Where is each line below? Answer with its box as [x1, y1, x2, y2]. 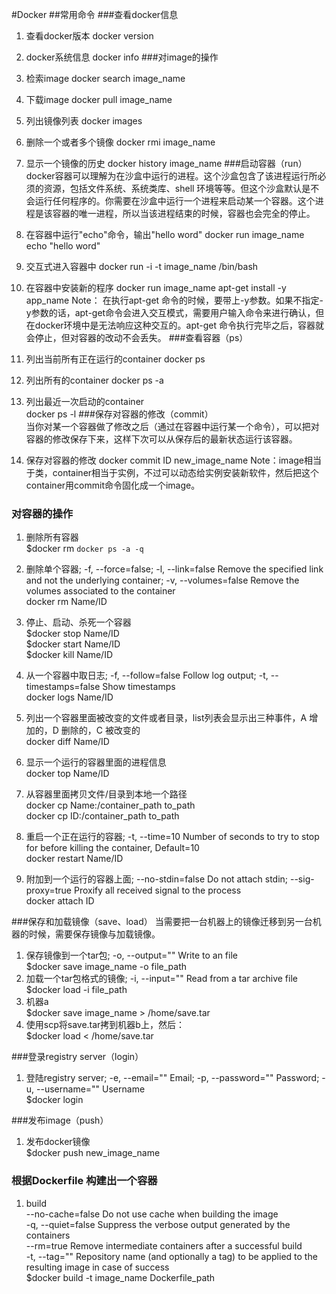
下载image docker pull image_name [25, 94, 173, 105]
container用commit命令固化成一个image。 [25, 479, 201, 491]
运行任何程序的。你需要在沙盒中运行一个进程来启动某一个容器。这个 [34, 195, 316, 207]
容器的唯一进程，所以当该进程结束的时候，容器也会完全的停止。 [52, 208, 316, 219]
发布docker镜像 [25, 1136, 91, 1148]
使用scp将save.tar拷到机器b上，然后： [25, 1019, 185, 1031]
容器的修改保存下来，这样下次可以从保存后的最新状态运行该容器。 [25, 433, 298, 445]
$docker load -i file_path [25, 984, 128, 996]
